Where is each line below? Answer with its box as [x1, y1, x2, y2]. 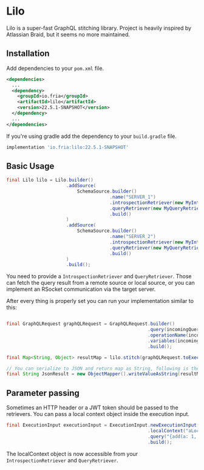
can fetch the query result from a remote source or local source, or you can [6, 279, 195, 287]
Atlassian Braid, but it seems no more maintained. [6, 30, 131, 38]
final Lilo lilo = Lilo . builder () [6, 177, 94, 183]
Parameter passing [6, 387, 80, 398]
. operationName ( [148, 332, 189, 338]
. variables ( [148, 338, 178, 344]
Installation [6, 49, 50, 59]
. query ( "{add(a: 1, [148, 433, 197, 440]
